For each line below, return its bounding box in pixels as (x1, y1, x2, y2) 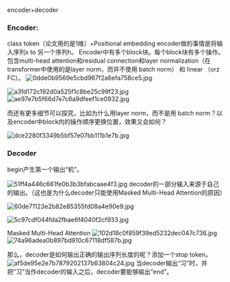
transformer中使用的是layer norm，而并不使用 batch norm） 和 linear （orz (7, 65, 220, 74)
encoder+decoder (7, 6, 59, 14)
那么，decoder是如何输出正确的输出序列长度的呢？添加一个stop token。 (7, 250, 212, 259)
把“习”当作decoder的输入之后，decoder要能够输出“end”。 (7, 268, 173, 276)
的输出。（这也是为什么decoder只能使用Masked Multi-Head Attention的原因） (7, 188, 226, 197)
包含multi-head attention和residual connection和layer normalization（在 (7, 56, 211, 65)
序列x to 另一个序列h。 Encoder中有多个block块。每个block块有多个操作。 (12, 48, 224, 56)
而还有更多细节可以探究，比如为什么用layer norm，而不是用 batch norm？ (7, 109, 217, 118)
